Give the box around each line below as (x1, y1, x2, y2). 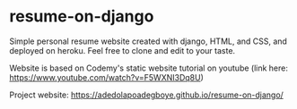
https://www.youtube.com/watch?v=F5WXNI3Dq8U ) (9, 71, 204, 82)
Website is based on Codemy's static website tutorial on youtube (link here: (9, 63, 289, 73)
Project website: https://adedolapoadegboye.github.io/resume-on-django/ (9, 89, 284, 100)
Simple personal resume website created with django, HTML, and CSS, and (9, 36, 287, 46)
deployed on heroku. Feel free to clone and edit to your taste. (9, 45, 236, 55)
